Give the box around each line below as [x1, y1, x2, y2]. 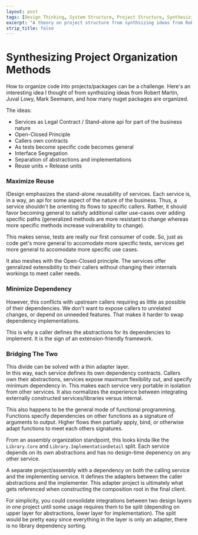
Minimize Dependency [6, 285, 72, 293]
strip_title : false [6, 25, 54, 31]
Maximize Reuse [6, 177, 55, 185]
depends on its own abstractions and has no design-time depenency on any [6, 449, 191, 456]
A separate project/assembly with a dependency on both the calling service [6, 467, 190, 474]
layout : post [6, 8, 38, 15]
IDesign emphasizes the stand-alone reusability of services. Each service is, [6, 191, 192, 198]
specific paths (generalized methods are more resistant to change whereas [6, 215, 189, 223]
